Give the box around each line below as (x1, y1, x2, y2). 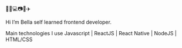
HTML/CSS (5, 36, 33, 43)
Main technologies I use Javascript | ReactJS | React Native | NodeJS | (5, 30, 177, 36)
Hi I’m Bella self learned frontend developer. (5, 19, 112, 25)
